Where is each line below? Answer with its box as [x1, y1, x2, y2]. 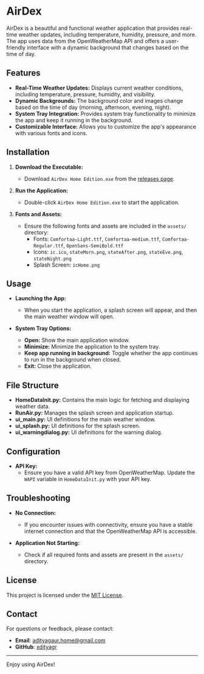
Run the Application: [15, 187, 69, 194]
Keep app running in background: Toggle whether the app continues [24, 349, 198, 357]
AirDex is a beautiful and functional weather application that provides [6, 24, 179, 32]
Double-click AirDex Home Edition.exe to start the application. [24, 198, 180, 206]
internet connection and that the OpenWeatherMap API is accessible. [24, 527, 197, 535]
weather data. [15, 403, 50, 410]
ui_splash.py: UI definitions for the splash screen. [15, 422, 141, 430]
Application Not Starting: [15, 539, 80, 546]
